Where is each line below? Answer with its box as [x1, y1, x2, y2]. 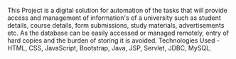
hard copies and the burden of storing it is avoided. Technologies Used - [7, 36, 220, 45]
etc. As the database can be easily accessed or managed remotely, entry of [7, 28, 230, 37]
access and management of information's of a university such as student [7, 14, 222, 22]
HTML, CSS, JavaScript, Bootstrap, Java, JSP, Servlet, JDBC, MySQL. [7, 44, 212, 52]
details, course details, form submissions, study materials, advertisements [7, 21, 225, 29]
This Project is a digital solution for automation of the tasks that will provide [7, 6, 227, 14]
